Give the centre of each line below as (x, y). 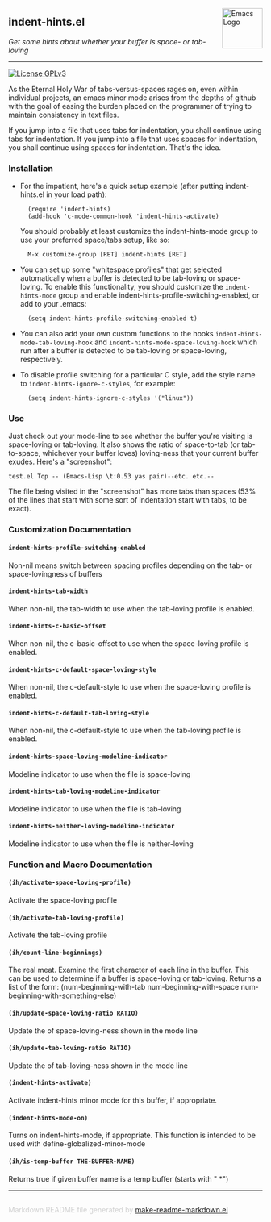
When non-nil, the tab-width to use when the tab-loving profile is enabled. (132, 608)
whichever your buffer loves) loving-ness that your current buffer (150, 453)
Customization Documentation (70, 530)
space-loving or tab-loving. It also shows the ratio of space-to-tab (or (124, 444)
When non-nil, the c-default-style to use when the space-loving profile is (130, 687)
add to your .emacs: (53, 304)
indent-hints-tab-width (48, 592)
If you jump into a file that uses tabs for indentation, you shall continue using (135, 130)
